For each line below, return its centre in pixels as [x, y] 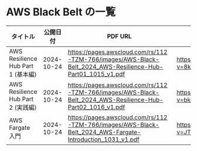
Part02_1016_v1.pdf [96, 107]
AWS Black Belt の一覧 [61, 12]
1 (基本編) [23, 74]
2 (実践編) [23, 108]
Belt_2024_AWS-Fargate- [104, 132]
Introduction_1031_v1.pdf [103, 139]
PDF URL [119, 36]
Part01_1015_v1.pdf [96, 74]
